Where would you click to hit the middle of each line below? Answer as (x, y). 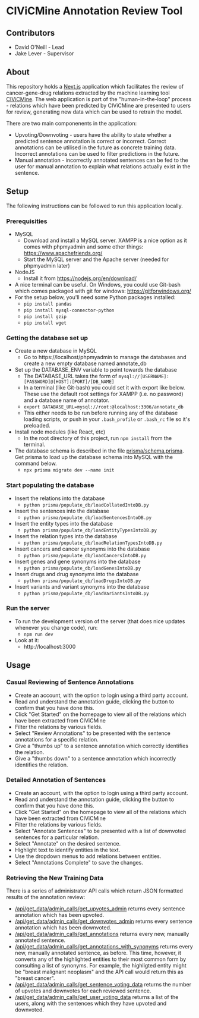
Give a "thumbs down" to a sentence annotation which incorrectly (95, 758)
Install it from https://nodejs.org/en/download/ (80, 278)
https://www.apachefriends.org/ (63, 253)
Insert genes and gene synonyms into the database (78, 561)
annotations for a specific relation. (57, 739)
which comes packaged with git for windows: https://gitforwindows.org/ (103, 291)
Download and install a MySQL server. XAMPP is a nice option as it (105, 240)
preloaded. (37, 426)
